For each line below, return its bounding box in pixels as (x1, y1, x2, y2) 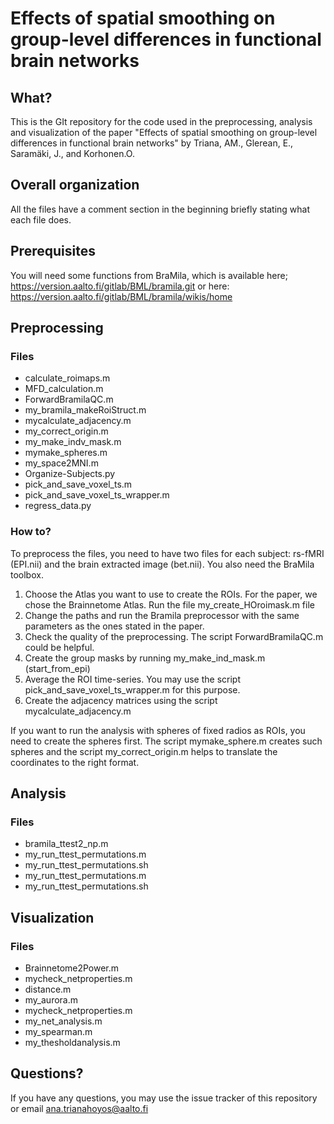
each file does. (10, 213, 72, 226)
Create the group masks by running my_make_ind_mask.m (24, 652, 266, 664)
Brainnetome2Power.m (24, 962, 120, 974)
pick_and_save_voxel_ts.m (24, 478, 133, 491)
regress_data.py (24, 500, 92, 512)
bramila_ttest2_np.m (24, 838, 109, 850)
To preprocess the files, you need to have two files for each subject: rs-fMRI (10, 547, 325, 559)
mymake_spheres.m (24, 447, 108, 459)
